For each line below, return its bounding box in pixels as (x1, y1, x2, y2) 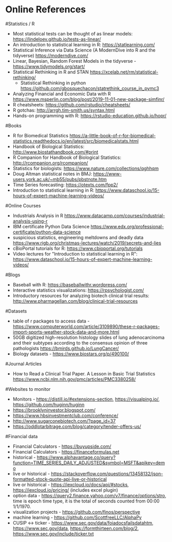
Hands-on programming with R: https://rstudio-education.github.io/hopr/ (12, 112, 167, 119)
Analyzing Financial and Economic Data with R (12, 91, 111, 97)
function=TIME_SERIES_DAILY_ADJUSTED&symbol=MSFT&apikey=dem (12, 459, 165, 466)
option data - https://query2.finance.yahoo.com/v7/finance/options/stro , (12, 492, 167, 498)
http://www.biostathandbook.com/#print (12, 149, 99, 155)
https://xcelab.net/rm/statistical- (89, 68, 159, 75)
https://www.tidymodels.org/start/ (12, 63, 85, 69)
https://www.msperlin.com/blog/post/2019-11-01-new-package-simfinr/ (12, 96, 165, 102)
